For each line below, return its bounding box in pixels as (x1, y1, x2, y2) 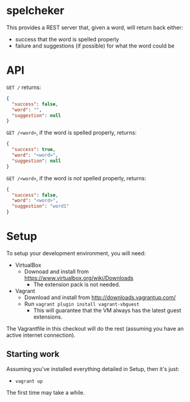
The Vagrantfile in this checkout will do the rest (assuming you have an (6, 325, 184, 332)
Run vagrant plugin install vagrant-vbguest (24, 300, 140, 308)
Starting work (6, 349, 60, 359)
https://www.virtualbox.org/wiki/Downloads (24, 274, 134, 281)
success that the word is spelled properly (15, 35, 119, 43)
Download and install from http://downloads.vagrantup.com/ (24, 294, 176, 301)
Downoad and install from (24, 267, 90, 275)
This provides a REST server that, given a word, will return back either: (6, 24, 183, 31)
